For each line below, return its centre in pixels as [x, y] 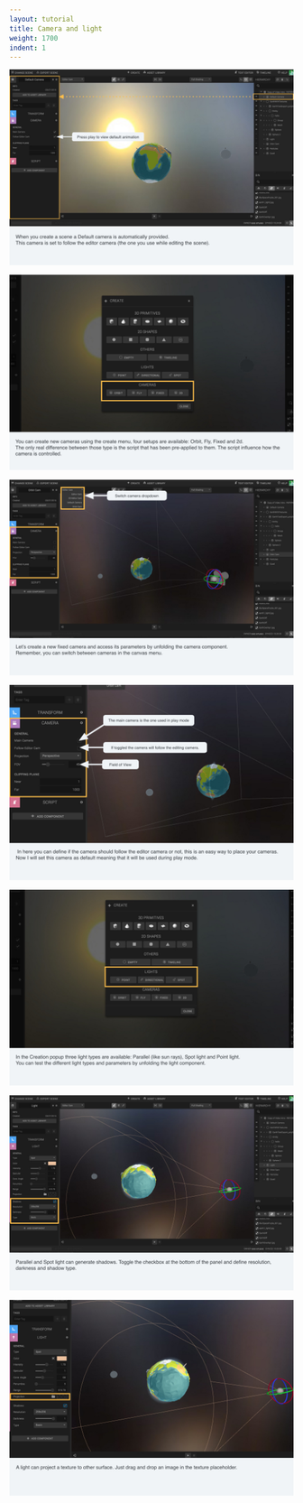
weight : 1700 [34, 38]
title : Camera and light [56, 28]
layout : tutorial [42, 19]
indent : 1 [28, 48]
